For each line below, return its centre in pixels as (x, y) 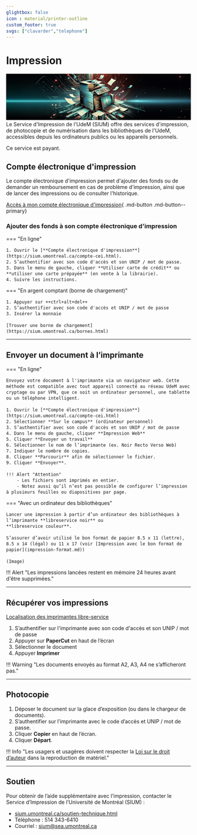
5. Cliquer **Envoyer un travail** (50, 440)
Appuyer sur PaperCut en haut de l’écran (64, 641)
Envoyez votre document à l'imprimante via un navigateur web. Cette (93, 381)
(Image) (16, 562)
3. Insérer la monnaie (34, 314)
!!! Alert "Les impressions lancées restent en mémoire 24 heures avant (91, 573)
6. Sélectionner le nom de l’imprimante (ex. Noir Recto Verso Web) (91, 445)
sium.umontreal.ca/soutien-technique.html (66, 813)
